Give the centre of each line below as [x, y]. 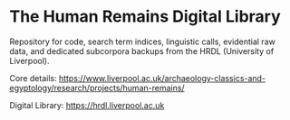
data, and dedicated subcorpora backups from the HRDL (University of [142, 51]
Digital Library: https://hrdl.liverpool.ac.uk [87, 105]
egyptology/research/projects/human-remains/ [97, 88]
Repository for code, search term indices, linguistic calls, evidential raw [143, 42]
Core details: [33, 78]
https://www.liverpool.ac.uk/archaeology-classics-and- [162, 78]
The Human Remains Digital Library [145, 17]
